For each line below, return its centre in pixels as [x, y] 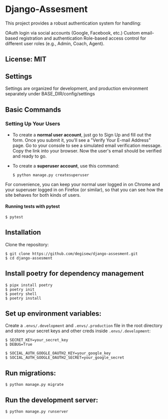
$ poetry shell [21, 294]
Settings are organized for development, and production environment [77, 88]
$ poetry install [23, 298]
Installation [23, 233]
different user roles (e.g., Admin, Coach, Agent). [55, 43]
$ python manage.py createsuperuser [51, 175]
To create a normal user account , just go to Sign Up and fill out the [82, 134]
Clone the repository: [27, 244]
